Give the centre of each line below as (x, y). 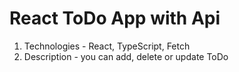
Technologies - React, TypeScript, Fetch (107, 46)
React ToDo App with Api (115, 18)
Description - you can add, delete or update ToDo (126, 56)
